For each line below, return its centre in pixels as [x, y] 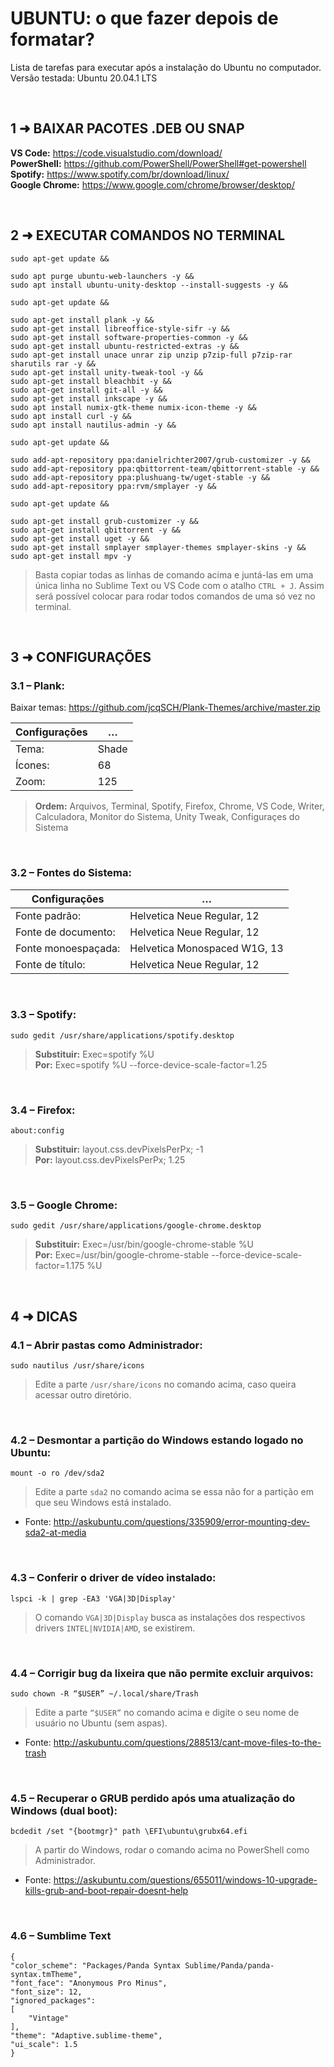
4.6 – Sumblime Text [61, 1936]
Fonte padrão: [48, 915]
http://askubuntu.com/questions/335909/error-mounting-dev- [182, 1522]
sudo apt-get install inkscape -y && [89, 398]
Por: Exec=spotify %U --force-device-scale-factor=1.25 [151, 1064]
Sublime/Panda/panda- [229, 1965]
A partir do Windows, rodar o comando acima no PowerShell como [172, 1850]
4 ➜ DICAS [44, 1316]
